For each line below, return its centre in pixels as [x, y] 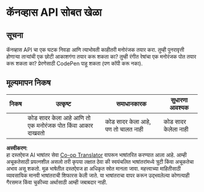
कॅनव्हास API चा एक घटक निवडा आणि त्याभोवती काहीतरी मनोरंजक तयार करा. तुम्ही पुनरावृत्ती [95, 50]
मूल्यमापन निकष [29, 83]
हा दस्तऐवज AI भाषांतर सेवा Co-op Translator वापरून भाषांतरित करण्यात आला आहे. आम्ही [97, 155]
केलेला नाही [176, 129]
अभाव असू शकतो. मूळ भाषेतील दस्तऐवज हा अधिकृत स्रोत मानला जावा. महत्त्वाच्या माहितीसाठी [93, 168]
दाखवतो [36, 133]
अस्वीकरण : [17, 148]
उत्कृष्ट [63, 104]
